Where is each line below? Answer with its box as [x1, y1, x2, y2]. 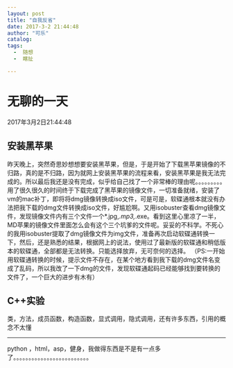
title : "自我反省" [7, 17, 57, 24]
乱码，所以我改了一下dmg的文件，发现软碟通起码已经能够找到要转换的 [19, 264, 221, 272]
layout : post [7, 10, 45, 17]
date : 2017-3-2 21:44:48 [7, 23, 79, 30]
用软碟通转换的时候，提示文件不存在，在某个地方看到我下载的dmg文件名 [7, 255, 215, 264]
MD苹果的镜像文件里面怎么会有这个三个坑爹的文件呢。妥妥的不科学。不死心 [7, 220, 224, 229]
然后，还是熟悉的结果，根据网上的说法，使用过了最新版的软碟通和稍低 [19, 237, 220, 246]
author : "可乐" [7, 29, 49, 37]
